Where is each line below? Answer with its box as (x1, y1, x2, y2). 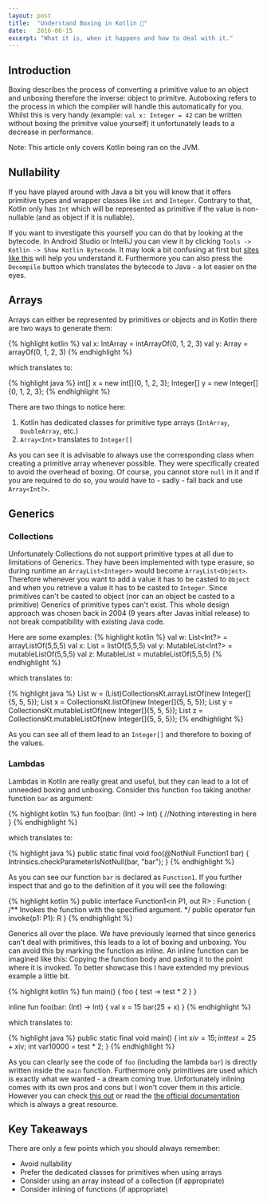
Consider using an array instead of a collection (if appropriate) (19, 1176, 225, 1186)
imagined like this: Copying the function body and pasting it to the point (8, 954, 243, 963)
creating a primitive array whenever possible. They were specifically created (8, 458, 260, 468)
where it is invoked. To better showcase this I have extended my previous (8, 962, 249, 972)
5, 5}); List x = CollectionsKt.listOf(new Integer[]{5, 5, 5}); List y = (18, 697, 234, 707)
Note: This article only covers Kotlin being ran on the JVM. (8, 143, 200, 153)
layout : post (8, 11, 52, 20)
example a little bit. (8, 971, 70, 981)
